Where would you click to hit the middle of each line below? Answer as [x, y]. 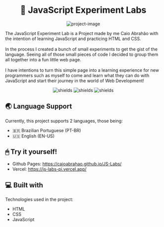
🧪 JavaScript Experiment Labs [83, 10]
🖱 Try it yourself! [31, 152]
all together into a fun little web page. [43, 59]
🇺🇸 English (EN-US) [33, 136]
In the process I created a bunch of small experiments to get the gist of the [81, 49]
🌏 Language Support [39, 107]
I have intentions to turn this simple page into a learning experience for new [82, 70]
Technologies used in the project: [39, 199]
